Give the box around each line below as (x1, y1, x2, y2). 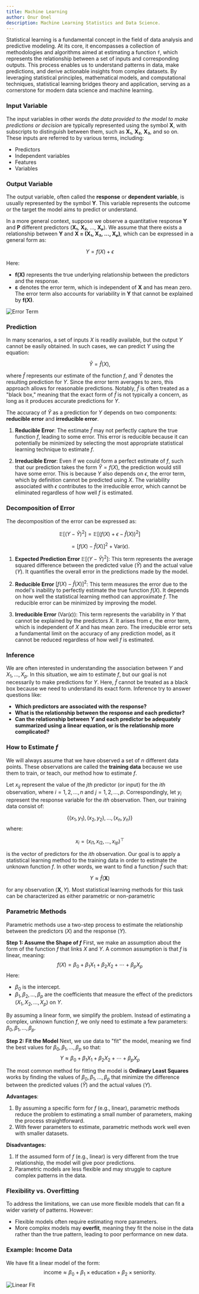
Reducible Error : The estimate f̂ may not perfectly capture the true (14, 427, 178, 434)
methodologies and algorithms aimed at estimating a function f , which (6, 49, 178, 56)
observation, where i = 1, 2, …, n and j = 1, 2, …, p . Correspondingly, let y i (6, 789, 182, 797)
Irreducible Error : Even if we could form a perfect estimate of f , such (14, 457, 184, 465)
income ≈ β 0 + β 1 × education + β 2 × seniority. (43, 1268, 156, 1277)
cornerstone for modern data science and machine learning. (6, 87, 154, 94)
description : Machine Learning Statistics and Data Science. (6, 20, 161, 26)
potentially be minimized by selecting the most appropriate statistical (14, 439, 184, 447)
